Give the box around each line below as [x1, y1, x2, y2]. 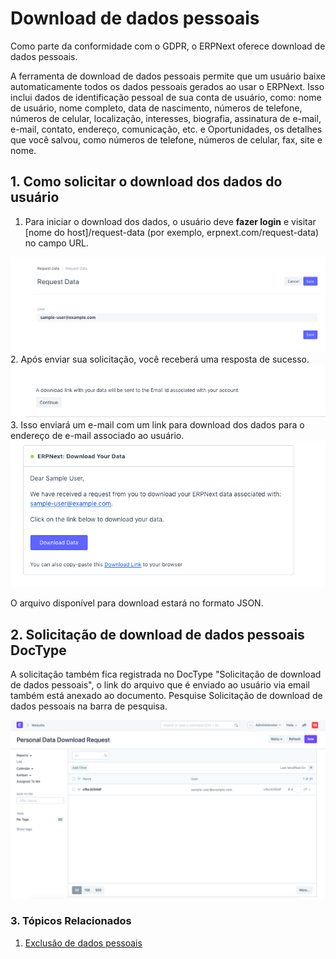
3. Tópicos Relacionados [10, 914, 132, 928]
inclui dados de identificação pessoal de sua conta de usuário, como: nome [10, 91, 322, 103]
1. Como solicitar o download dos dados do [10, 173, 283, 191]
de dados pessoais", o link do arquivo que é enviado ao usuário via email [10, 679, 310, 691]
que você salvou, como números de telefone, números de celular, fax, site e [10, 133, 323, 146]
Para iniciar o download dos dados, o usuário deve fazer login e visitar [24, 215, 317, 227]
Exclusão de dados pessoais [24, 937, 143, 949]
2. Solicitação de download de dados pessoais [10, 626, 305, 643]
